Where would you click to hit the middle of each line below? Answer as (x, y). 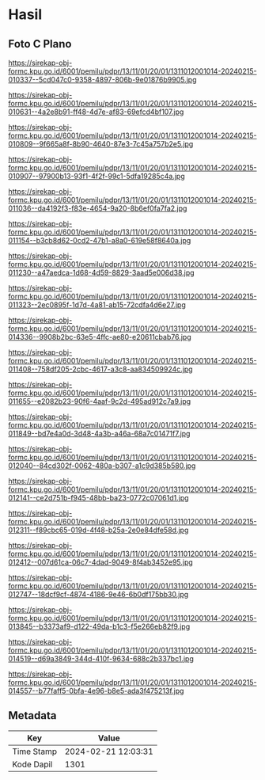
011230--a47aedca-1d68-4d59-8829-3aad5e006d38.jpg (102, 272)
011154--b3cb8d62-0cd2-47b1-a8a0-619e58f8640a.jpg (100, 240)
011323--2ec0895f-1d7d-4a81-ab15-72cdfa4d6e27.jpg (97, 305)
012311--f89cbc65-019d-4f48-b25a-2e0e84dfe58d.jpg (98, 530)
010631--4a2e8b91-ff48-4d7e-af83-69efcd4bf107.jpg (96, 112)
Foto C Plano (40, 44)
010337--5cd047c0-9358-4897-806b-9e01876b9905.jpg (102, 80)
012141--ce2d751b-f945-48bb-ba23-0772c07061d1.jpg (98, 498)
